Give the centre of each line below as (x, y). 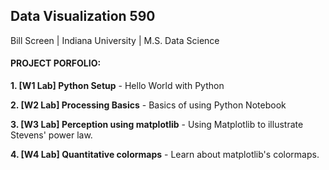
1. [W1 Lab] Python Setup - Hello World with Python (117, 86)
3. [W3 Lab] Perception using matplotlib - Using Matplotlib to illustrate (157, 125)
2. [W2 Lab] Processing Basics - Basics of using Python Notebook (148, 105)
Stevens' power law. (51, 135)
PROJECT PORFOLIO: (56, 63)
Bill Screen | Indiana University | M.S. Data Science (115, 40)
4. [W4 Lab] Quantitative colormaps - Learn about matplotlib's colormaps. (165, 155)
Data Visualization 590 (83, 16)
